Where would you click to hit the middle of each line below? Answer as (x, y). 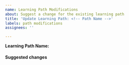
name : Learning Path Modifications (42, 10)
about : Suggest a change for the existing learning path (65, 14)
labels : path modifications (34, 23)
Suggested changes (26, 57)
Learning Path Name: (27, 46)
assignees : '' (20, 28)
